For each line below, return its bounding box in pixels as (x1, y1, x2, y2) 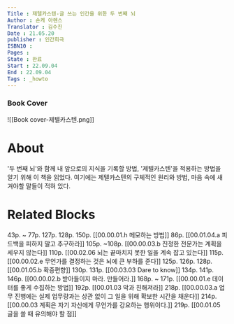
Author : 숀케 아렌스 (7, 17, 63, 24)
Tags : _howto (7, 75, 49, 83)
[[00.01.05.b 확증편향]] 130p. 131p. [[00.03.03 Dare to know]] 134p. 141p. (7, 265, 214, 274)
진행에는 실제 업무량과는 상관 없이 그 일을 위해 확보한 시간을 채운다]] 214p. (14, 292, 217, 300)
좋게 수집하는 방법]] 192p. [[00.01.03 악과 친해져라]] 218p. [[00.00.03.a (20, 283, 218, 291)
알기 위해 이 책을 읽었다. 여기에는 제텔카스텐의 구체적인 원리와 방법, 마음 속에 (7, 173, 216, 181)
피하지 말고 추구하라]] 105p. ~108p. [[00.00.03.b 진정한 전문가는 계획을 (25, 239, 222, 248)
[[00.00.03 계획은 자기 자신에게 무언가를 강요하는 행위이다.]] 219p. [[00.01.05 (7, 300, 221, 309)
